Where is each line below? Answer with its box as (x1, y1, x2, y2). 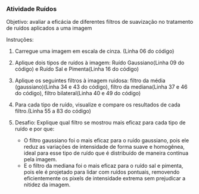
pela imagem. (23, 156, 58, 163)
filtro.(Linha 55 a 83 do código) (14, 108, 91, 115)
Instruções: (6, 36, 34, 43)
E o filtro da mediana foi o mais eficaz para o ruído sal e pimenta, (23, 162, 184, 170)
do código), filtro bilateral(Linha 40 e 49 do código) (14, 90, 141, 97)
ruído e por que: (14, 126, 55, 133)
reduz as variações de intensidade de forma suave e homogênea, (23, 143, 185, 151)
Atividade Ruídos (6, 5, 57, 13)
